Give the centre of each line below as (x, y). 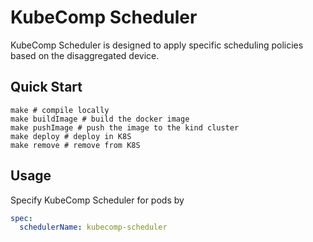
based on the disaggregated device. (85, 55)
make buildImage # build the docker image (100, 119)
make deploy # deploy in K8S (71, 136)
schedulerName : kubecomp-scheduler (93, 227)
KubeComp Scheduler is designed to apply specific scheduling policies (157, 45)
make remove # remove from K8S (75, 145)
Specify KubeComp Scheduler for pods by (97, 200)
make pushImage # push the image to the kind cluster (125, 127)
